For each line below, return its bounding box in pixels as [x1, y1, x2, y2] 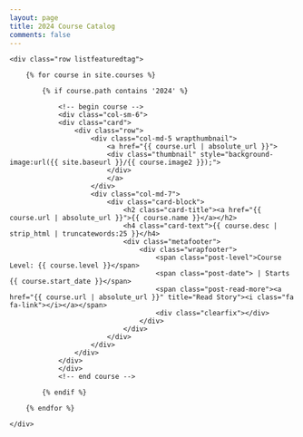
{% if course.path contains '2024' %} [42, 87, 189, 96]
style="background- [200, 151, 274, 160]
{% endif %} [42, 388, 88, 397]
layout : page [9, 13, 59, 23]
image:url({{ [9, 158, 59, 168]
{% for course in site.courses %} [25, 71, 156, 80]
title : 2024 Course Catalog [9, 22, 116, 31]
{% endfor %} [25, 404, 75, 413]
